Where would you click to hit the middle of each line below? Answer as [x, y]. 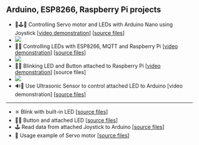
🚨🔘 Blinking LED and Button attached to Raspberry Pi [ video [88, 66]
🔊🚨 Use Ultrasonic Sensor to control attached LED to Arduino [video [99, 86]
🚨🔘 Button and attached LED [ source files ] [66, 120]
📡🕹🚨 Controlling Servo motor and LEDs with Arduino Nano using [94, 24]
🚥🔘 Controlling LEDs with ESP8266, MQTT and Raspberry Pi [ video [96, 46]
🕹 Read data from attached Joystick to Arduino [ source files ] [89, 127]
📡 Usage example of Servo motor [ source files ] [72, 135]
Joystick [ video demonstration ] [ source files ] [70, 33]
